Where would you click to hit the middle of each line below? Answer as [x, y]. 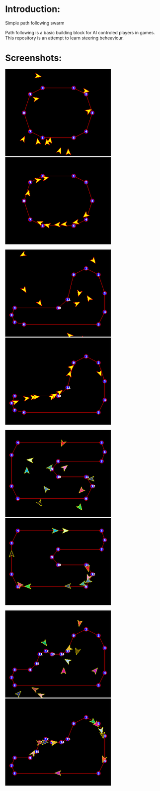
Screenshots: [34, 58]
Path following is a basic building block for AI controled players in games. [80, 32]
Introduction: [33, 9]
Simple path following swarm [35, 23]
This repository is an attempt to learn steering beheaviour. [65, 38]
